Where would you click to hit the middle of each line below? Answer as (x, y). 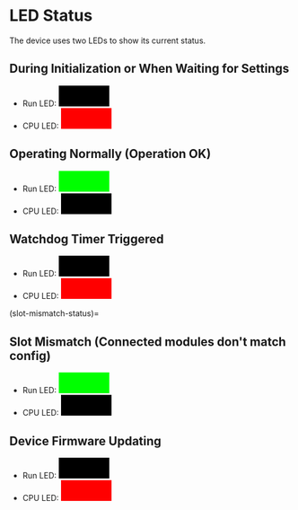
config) (30, 356)
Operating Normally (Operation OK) (110, 154)
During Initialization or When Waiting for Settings (149, 69)
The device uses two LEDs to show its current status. (108, 40)
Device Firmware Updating (85, 441)
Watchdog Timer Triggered (87, 239)
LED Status (51, 16)
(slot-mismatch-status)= (54, 313)
